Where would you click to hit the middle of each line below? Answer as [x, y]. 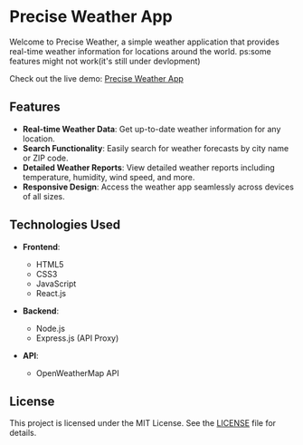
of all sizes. [43, 196]
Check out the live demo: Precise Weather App [96, 78]
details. [23, 433]
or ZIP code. [46, 158]
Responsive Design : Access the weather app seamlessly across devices [158, 187]
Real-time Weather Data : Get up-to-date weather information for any [151, 129]
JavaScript [56, 284]
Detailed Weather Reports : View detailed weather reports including [149, 167]
